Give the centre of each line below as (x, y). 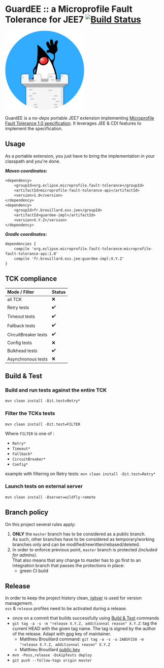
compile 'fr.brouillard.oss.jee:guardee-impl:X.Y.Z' (69, 259)
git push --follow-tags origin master (52, 661)
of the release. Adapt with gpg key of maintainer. (62, 634)
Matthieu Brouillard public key (50, 650)
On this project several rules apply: (40, 524)
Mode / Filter (21, 292)
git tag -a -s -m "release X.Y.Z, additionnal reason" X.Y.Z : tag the (85, 623)
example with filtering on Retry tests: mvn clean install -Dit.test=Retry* (81, 474)
